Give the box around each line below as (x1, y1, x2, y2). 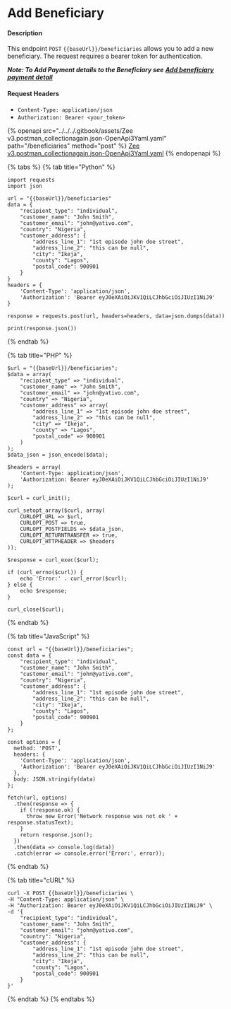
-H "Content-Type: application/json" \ (7, 896, 125, 903)
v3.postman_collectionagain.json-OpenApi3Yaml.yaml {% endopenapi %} (7, 148, 221, 157)
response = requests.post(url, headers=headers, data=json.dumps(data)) (7, 313, 225, 320)
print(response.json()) (7, 325, 77, 332)
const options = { (7, 738, 61, 745)
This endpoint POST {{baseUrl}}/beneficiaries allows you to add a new (7, 45, 214, 53)
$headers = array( (7, 463, 61, 471)
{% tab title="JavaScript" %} (7, 631, 90, 641)
